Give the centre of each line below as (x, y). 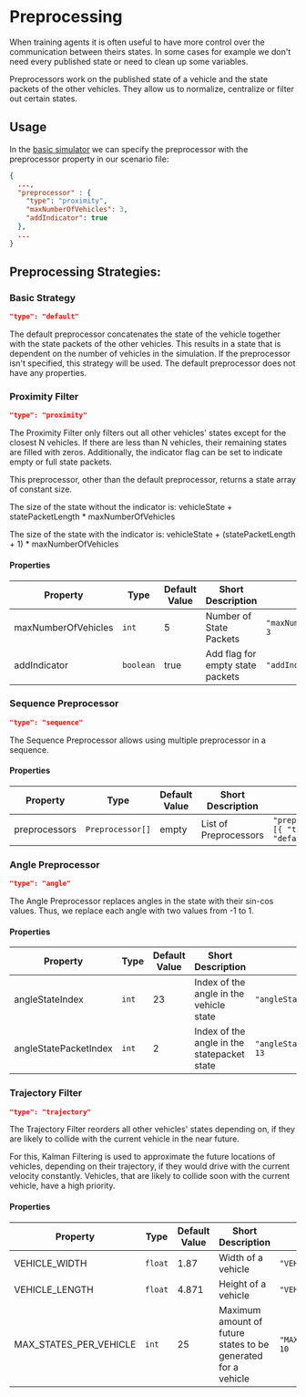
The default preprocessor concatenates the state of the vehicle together (145, 334)
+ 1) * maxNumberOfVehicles (64, 544)
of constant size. (41, 489)
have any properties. (48, 373)
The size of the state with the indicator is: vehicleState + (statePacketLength (153, 535)
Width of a (241, 1257)
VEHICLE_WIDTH (51, 1263)
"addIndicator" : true (66, 218)
